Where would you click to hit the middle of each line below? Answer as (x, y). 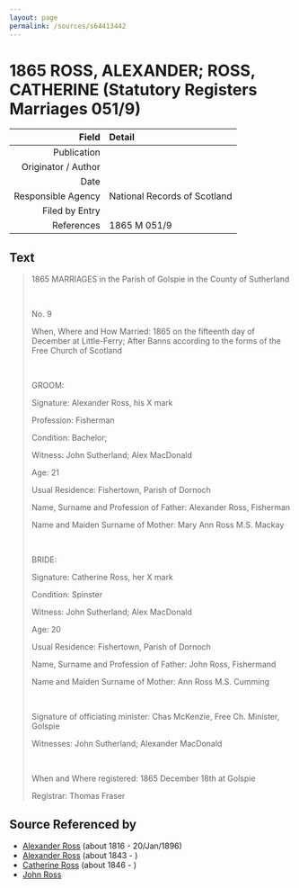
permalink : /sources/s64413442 (68, 26)
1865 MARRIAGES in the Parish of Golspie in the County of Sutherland (160, 279)
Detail (122, 138)
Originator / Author (61, 167)
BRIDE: (44, 560)
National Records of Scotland (171, 196)
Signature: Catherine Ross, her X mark (102, 578)
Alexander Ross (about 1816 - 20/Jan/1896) (102, 846)
